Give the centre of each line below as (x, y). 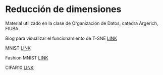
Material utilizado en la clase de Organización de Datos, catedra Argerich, (82, 23)
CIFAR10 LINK (19, 67)
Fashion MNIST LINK (27, 58)
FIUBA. (13, 28)
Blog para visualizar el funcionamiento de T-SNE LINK (61, 38)
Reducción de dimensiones (63, 9)
